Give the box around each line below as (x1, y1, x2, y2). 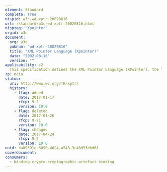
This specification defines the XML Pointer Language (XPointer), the (9, 67, 159, 72)
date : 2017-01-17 (18, 95, 55, 100)
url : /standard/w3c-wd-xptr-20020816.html (5, 21, 94, 26)
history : (9, 85, 28, 91)
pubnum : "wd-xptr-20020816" (9, 44, 68, 49)
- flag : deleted (14, 109, 48, 114)
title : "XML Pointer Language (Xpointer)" (9, 49, 99, 54)
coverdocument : (5, 150, 37, 155)
